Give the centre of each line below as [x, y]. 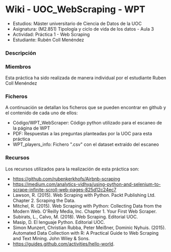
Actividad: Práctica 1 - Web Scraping [51, 34]
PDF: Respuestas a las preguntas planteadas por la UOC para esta [82, 134]
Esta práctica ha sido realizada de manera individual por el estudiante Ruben [86, 78]
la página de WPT [31, 128]
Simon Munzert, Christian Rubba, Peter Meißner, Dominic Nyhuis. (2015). [89, 228]
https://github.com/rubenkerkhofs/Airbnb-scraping [66, 179]
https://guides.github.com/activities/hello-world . [64, 244]
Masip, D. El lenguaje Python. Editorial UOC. [59, 222]
